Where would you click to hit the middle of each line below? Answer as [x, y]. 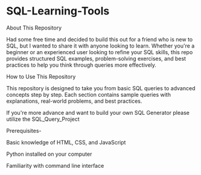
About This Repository [34, 28]
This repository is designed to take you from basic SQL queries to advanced [101, 88]
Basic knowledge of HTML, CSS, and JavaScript [66, 142]
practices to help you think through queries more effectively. [81, 65]
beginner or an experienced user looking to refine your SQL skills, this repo [100, 52]
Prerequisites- [24, 130]
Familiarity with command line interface [55, 165]
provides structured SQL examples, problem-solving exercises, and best [96, 58]
